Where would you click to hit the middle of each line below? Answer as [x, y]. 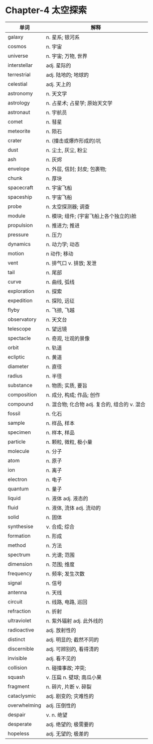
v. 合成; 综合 [60, 527]
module [17, 215]
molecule [19, 451]
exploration [21, 291]
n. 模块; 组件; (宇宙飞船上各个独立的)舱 [91, 216]
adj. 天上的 [58, 84]
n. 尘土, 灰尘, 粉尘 [67, 150]
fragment [19, 686]
